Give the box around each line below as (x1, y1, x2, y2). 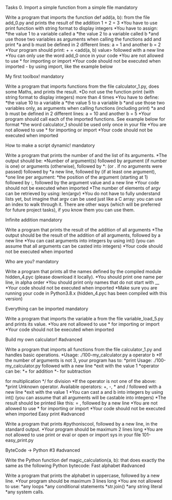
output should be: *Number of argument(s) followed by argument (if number (5, 158, 167, 164)
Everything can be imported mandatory (5, 305, 88, 312)
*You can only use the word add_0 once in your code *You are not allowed (5, 52, 164, 59)
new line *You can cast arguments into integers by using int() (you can (5, 238, 155, 243)
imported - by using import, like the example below (5, 64, 113, 69)
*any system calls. (5, 489, 45, 495)
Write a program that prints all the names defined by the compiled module (5, 268, 162, 274)
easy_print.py (5, 437, 34, 443)
